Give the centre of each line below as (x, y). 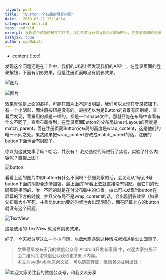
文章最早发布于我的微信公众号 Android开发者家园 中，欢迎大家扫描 (85, 249)
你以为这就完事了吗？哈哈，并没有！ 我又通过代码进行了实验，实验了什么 (79, 151)
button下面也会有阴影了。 (31, 141)
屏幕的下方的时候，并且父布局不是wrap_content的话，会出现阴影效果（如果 (82, 196)
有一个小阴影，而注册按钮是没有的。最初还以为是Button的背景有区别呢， (79, 110)
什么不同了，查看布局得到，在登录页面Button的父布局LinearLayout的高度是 (81, 122)
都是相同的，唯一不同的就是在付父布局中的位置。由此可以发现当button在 (83, 190)
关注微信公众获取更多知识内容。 (67, 255)
